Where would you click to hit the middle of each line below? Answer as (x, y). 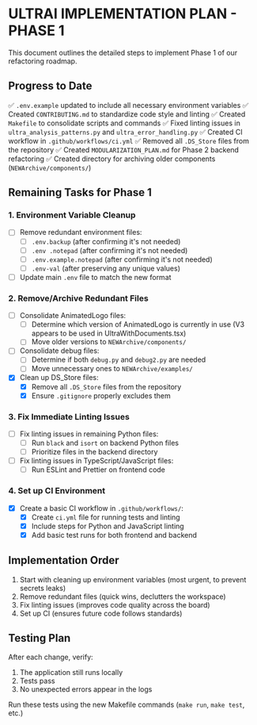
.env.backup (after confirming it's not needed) (106, 241)
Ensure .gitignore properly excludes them (101, 395)
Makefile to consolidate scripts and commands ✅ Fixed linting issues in (125, 123)
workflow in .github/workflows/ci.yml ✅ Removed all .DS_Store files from (128, 140)
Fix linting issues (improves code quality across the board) (115, 604)
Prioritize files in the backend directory (94, 452)
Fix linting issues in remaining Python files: (89, 434)
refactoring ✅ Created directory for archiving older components (112, 159)
